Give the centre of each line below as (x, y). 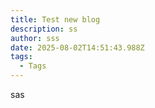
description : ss (44, 29)
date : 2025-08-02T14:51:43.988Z (77, 47)
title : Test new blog (55, 19)
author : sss (35, 38)
